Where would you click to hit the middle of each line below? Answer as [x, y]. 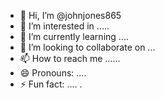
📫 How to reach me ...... [70, 58]
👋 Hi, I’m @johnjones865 [70, 15]
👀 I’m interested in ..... [64, 26]
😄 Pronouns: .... [53, 73]
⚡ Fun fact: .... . [51, 84]
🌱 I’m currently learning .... [74, 36]
